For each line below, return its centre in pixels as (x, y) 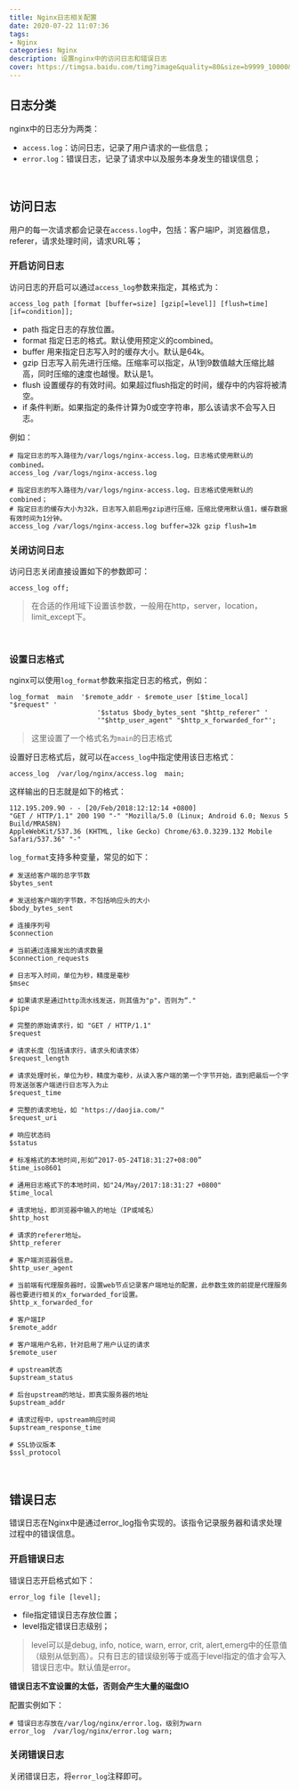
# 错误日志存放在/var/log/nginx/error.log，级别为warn (105, 1723)
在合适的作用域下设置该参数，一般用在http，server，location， (146, 606)
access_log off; (39, 588)
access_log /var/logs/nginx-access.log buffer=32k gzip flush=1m (133, 526)
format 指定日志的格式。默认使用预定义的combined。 (120, 340)
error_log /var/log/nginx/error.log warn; (91, 1731)
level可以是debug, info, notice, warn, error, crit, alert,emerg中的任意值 (159, 1645)
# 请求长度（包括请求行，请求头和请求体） (77, 1051)
